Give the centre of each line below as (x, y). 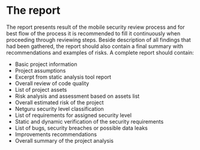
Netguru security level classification (59, 109)
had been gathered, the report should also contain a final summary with (95, 46)
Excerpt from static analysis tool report (63, 77)
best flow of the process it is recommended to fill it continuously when (93, 33)
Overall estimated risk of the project (59, 102)
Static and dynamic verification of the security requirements (89, 121)
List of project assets (41, 89)
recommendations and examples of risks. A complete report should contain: (100, 52)
